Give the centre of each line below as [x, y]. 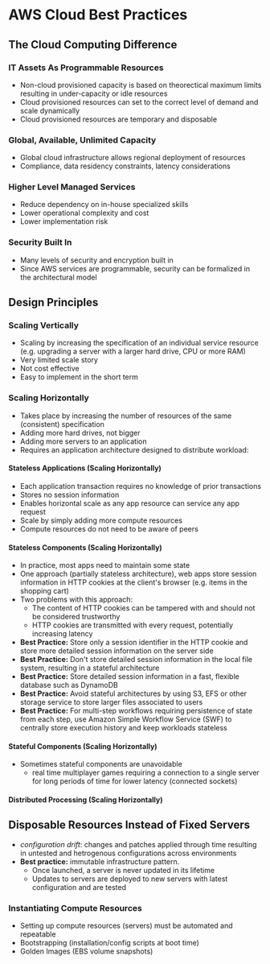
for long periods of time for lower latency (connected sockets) [135, 781]
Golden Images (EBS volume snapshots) [86, 951]
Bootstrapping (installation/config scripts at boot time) [109, 943]
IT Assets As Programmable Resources [86, 68]
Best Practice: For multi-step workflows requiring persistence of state [136, 711]
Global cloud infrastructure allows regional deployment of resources [133, 158]
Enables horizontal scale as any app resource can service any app [129, 503]
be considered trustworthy [76, 617]
